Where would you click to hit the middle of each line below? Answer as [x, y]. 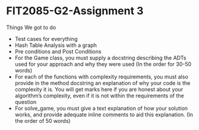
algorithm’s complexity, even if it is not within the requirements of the [99, 96]
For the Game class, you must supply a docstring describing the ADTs [100, 58]
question [26, 102]
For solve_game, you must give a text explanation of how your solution [101, 108]
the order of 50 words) [43, 121]
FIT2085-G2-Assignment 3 [75, 11]
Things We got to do [31, 27]
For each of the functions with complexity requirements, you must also [102, 77]
